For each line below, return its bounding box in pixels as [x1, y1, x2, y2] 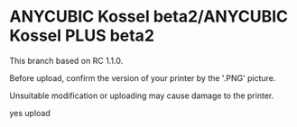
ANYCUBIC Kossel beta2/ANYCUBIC [9, 6, 289, 27]
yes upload [9, 107, 51, 118]
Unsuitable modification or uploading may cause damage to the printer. [9, 90, 274, 101]
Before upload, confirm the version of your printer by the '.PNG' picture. [9, 72, 276, 83]
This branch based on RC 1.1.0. [9, 55, 124, 66]
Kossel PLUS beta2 [9, 25, 155, 46]
